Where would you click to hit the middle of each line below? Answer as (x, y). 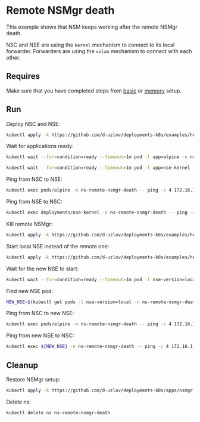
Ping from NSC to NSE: (34, 179)
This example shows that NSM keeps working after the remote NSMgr (92, 27)
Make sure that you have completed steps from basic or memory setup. (94, 91)
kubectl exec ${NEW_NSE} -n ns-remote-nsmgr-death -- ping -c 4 (87, 347)
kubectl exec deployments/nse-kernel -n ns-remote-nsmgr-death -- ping (97, 212)
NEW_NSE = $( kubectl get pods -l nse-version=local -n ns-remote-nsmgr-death (102, 302)
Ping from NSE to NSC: (34, 202)
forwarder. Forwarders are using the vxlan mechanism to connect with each (99, 51)
